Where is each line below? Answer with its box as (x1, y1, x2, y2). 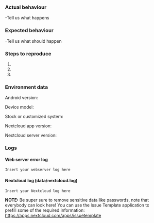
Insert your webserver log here (5, 167, 70, 172)
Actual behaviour (5, 4, 47, 11)
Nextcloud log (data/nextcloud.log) (5, 177, 78, 183)
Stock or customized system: (5, 114, 63, 120)
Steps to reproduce (5, 50, 51, 57)
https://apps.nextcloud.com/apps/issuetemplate (5, 212, 102, 218)
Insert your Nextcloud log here (5, 189, 70, 193)
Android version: (5, 95, 38, 101)
